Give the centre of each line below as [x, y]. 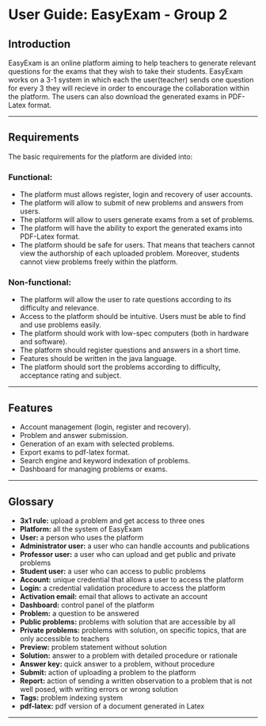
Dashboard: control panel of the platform [87, 605]
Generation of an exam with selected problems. [97, 444]
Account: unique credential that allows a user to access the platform [131, 580]
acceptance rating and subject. [70, 375]
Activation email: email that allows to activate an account [114, 597]
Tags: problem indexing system [71, 698]
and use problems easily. [60, 325]
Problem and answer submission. [74, 436]
